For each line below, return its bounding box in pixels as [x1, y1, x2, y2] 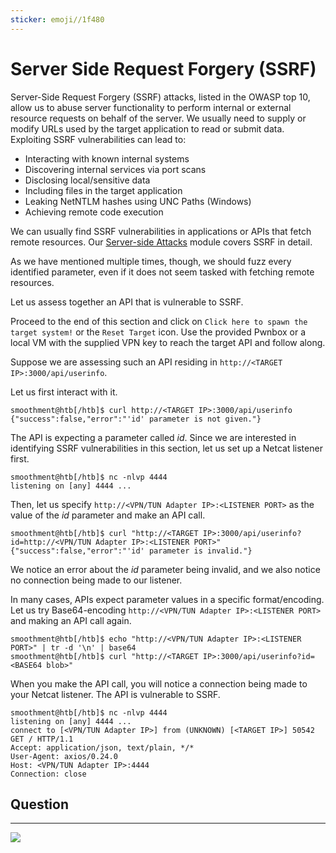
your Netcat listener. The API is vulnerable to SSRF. [10, 688, 221, 700]
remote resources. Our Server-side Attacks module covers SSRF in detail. [10, 236, 313, 248]
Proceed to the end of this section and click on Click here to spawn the [10, 315, 308, 327]
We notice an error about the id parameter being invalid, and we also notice [10, 563, 321, 575]
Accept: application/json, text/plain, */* [10, 742, 195, 753]
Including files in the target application [24, 184, 183, 196]
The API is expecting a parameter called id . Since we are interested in [10, 431, 297, 443]
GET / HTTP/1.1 [10, 734, 74, 744]
